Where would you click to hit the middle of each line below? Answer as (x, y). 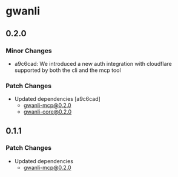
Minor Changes (29, 51)
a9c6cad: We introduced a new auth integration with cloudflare (93, 63)
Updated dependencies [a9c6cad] (57, 99)
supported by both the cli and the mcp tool (68, 70)
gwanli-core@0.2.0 (48, 112)
